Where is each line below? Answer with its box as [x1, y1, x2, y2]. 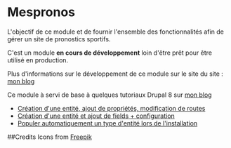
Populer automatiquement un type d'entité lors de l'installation [17, 119, 198, 127]
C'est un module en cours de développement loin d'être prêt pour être [7, 48, 213, 57]
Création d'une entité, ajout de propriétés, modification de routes [17, 104, 206, 112]
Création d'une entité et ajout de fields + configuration [17, 112, 176, 120]
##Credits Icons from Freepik [7, 133, 93, 141]
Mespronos [7, 4, 76, 20]
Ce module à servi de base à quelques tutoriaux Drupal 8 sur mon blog [7, 90, 212, 99]
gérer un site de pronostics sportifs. [7, 34, 111, 43]
